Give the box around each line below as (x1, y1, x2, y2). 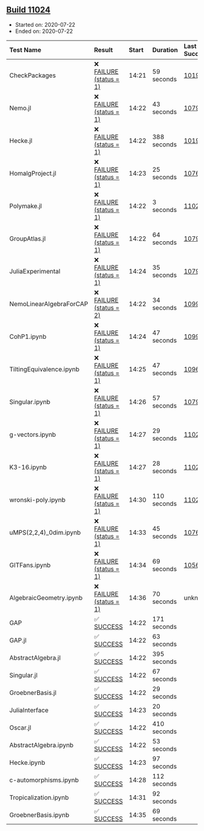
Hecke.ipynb (9, 758, 46, 767)
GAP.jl (9, 636, 27, 645)
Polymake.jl (9, 202, 42, 210)
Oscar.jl (9, 723, 32, 731)
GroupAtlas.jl (9, 234, 46, 242)
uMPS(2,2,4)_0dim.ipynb (9, 528, 81, 536)
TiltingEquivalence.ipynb (9, 364, 80, 373)
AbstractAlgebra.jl (9, 653, 61, 662)
